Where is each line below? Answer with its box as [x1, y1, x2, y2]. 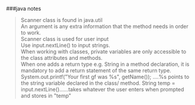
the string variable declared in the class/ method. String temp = [20, 79, 175, 87]
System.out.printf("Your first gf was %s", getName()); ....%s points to [20, 74, 190, 80]
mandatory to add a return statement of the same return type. [20, 67, 172, 74]
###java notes [6, 5, 41, 12]
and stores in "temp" [20, 92, 72, 99]
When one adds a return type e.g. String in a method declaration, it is [20, 61, 190, 68]
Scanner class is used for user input [20, 36, 109, 42]
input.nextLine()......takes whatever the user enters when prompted [20, 86, 184, 93]
